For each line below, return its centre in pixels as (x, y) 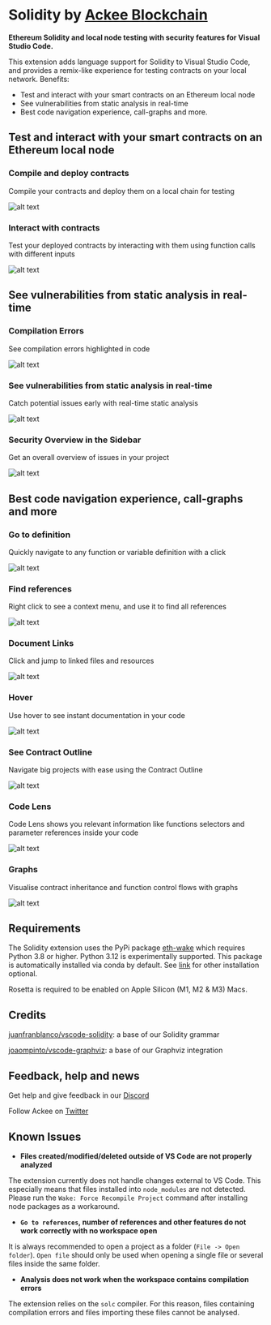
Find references (40, 588)
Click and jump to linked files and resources (81, 661)
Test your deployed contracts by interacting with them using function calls (132, 245)
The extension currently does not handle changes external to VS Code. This (135, 1180)
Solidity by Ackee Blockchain (108, 15)
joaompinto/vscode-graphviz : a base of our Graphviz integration (116, 1050)
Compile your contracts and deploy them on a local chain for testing (121, 191)
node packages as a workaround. (64, 1206)
